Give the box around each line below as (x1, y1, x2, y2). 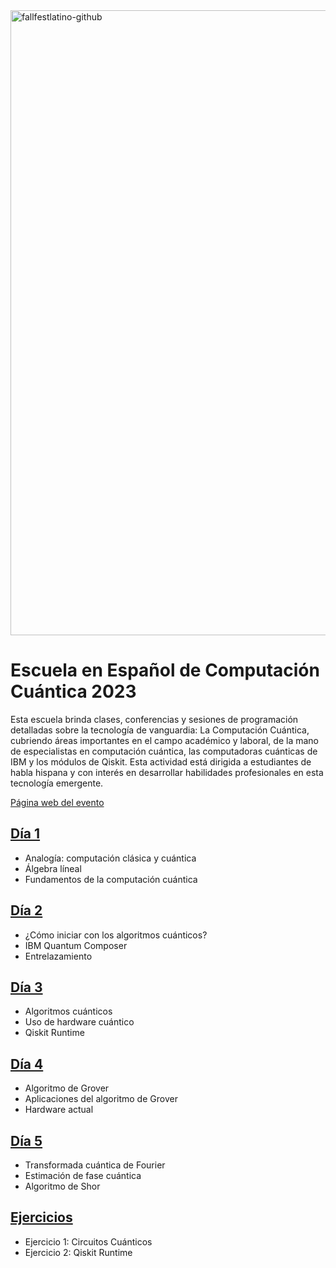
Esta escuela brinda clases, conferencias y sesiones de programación (10, 713, 299, 725)
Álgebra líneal (24, 862, 82, 874)
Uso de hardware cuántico (24, 1016, 135, 1028)
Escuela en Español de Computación (10, 659, 320, 682)
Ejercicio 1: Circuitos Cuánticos (24, 1235, 153, 1248)
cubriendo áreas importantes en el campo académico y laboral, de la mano (10, 734, 319, 746)
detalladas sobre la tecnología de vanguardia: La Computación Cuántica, (10, 724, 310, 736)
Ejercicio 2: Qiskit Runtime (24, 1246, 133, 1258)
